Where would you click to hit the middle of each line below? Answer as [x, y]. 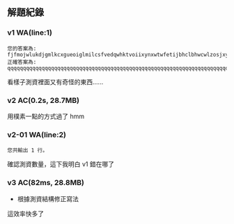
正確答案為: [22, 62]
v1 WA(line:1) [30, 33]
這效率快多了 [25, 214]
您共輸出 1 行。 [28, 151]
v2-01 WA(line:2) [37, 134]
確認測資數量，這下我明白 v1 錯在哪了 [61, 164]
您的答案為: [22, 48]
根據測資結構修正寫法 [48, 199]
